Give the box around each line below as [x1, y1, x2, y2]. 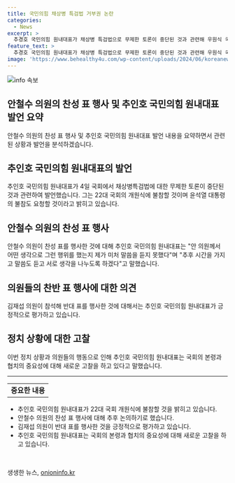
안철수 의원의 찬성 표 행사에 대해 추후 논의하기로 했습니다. [17, 413, 175, 421]
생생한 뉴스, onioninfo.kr [7, 468, 76, 476]
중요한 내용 [10, 385, 45, 395]
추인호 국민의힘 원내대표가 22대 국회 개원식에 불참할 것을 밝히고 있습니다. [17, 405, 218, 413]
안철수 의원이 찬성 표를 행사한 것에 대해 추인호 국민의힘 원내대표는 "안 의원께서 [7, 242, 221, 250]
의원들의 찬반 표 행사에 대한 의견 [7, 282, 137, 294]
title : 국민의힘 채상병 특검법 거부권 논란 [7, 10, 114, 17]
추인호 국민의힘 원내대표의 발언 [7, 162, 133, 174]
